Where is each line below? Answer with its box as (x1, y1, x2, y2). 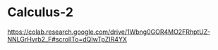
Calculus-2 (7, 4, 74, 20)
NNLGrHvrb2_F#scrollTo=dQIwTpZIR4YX (7, 35, 127, 43)
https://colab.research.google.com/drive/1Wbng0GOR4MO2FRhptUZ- (7, 27, 210, 36)
